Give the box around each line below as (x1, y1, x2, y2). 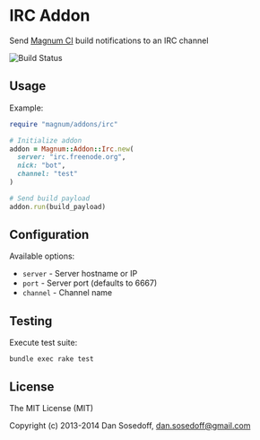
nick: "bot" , (17, 161, 66, 171)
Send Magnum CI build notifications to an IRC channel (9, 35, 209, 46)
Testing (9, 313, 53, 329)
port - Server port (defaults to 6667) (22, 277, 158, 288)
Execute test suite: (9, 338, 78, 348)
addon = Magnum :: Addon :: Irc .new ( (9, 145, 134, 154)
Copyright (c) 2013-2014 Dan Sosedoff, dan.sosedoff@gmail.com (9, 420, 251, 431)
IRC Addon (9, 5, 91, 26)
